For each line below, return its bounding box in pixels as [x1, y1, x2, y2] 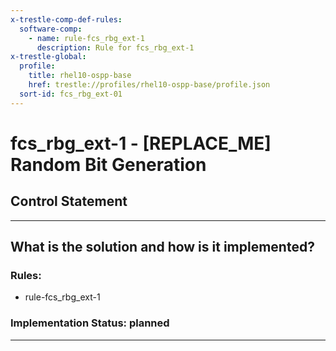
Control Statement [10, 193, 128, 210]
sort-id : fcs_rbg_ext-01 [19, 89, 123, 99]
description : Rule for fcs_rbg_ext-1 [36, 42, 195, 53]
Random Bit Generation [10, 153, 207, 176]
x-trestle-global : [10, 52, 87, 62]
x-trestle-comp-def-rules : [10, 14, 123, 25]
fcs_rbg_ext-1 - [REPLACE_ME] [10, 132, 272, 155]
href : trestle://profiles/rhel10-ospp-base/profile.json [28, 80, 271, 90]
